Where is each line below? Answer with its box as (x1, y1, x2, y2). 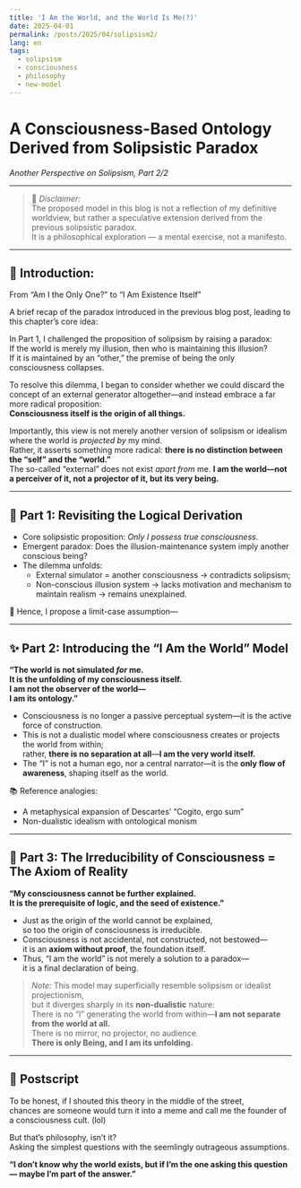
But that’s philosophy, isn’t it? (9, 1131, 117, 1142)
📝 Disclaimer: (30, 193, 81, 204)
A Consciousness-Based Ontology (9, 118, 272, 139)
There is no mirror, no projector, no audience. (30, 1027, 199, 1038)
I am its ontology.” (9, 693, 79, 703)
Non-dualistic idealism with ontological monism (21, 816, 197, 826)
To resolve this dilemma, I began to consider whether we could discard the (9, 380, 285, 390)
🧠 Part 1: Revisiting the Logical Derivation (9, 508, 244, 523)
